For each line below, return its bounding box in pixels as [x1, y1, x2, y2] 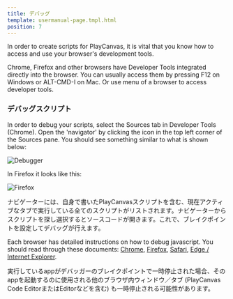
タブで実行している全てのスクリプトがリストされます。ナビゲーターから [19, 206, 227, 215]
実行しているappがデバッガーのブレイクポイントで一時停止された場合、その [7, 266, 226, 275]
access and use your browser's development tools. [7, 49, 155, 58]
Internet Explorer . [7, 252, 57, 261]
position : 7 [7, 23, 42, 30]
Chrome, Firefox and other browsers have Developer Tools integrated [7, 63, 206, 72]
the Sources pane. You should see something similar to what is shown [7, 135, 209, 144]
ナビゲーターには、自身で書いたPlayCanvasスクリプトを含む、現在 [7, 197, 200, 206]
